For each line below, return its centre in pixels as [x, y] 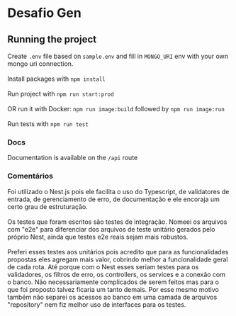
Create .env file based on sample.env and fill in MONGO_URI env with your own [118, 56]
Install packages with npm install [57, 79]
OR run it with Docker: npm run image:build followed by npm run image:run [116, 109]
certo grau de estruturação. [48, 206]
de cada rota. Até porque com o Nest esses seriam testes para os [103, 266]
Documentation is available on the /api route [73, 158]
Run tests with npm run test [48, 124]
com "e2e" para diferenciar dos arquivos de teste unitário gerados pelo [111, 229]
